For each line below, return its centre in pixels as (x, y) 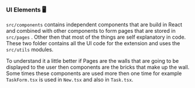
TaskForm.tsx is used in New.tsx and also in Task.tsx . (70, 80)
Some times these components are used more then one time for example (94, 73)
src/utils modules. (30, 50)
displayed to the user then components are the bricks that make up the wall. (98, 67)
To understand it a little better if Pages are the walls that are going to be (93, 61)
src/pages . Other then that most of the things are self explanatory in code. (96, 37)
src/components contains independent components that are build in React (94, 25)
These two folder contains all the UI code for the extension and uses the (93, 43)
